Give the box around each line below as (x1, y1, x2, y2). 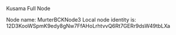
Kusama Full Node (6, 5, 50, 12)
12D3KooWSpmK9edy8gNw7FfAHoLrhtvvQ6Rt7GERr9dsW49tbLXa (6, 23, 171, 29)
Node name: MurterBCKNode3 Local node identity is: (6, 16, 136, 23)
